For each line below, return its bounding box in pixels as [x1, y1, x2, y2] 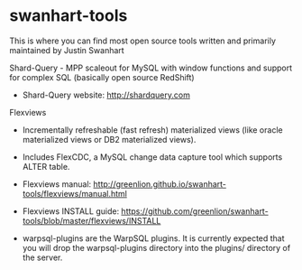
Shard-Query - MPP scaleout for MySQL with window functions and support [9, 62, 293, 73]
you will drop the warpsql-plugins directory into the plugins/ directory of [22, 242, 291, 253]
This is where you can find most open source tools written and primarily [9, 35, 277, 46]
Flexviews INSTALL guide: [22, 205, 120, 217]
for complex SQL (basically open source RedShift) [9, 71, 196, 82]
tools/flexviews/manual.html [22, 188, 128, 199]
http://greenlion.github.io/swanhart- [93, 178, 227, 190]
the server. [22, 252, 63, 263]
